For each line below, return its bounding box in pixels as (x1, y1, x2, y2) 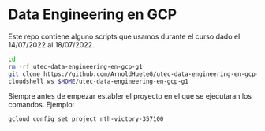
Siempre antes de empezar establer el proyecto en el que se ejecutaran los (8, 92, 252, 101)
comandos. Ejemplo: (8, 100, 75, 110)
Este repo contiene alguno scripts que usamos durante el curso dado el (8, 32, 241, 41)
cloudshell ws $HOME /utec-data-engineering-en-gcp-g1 (8, 77, 189, 85)
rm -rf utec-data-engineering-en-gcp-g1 (8, 62, 144, 70)
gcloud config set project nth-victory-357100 (8, 115, 164, 123)
